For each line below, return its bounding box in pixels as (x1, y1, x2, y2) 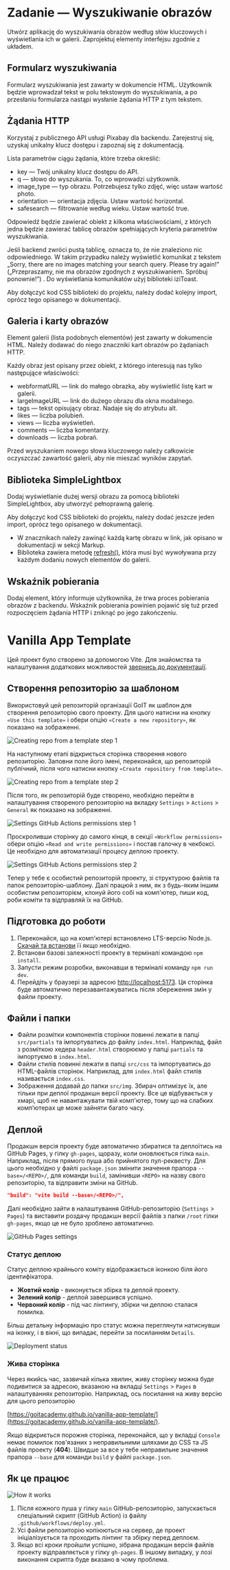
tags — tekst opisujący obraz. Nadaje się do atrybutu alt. (16, 404, 178, 413)
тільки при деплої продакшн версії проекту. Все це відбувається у (16, 1089, 213, 1097)
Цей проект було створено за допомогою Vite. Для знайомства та (7, 655, 201, 663)
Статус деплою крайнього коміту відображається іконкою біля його (7, 1266, 208, 1274)
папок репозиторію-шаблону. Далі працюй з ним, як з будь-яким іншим (7, 880, 219, 889)
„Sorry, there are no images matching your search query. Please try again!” (7, 260, 220, 268)
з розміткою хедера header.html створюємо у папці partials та (16, 1045, 204, 1053)
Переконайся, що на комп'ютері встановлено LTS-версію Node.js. (16, 933, 212, 942)
